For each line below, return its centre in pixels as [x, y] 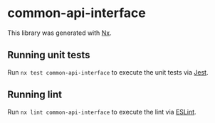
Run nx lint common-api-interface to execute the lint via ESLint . [102, 112]
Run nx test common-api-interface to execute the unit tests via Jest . [108, 72]
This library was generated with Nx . [59, 33]
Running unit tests [49, 55]
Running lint [35, 95]
